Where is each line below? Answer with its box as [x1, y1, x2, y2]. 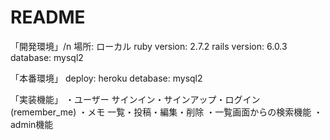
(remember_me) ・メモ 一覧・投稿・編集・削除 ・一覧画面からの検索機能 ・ [10, 106, 323, 118]
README [10, 6, 86, 29]
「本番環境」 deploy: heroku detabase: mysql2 [10, 72, 203, 84]
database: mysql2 [10, 51, 84, 63]
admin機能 [10, 118, 54, 130]
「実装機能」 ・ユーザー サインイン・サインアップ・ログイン [10, 93, 261, 105]
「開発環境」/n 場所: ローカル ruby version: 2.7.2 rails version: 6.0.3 [10, 40, 288, 52]
